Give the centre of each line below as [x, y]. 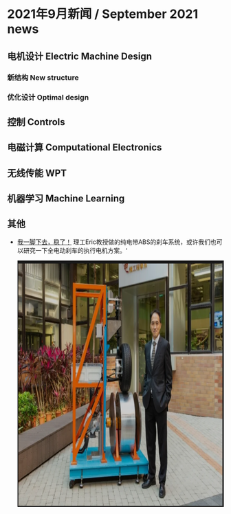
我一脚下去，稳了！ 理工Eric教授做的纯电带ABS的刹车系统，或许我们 [114, 242]
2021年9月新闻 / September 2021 [103, 14]
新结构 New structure [43, 78]
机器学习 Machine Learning [66, 198]
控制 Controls [36, 122]
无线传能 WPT [37, 173]
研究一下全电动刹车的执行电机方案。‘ [75, 250]
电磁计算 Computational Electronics [85, 147]
